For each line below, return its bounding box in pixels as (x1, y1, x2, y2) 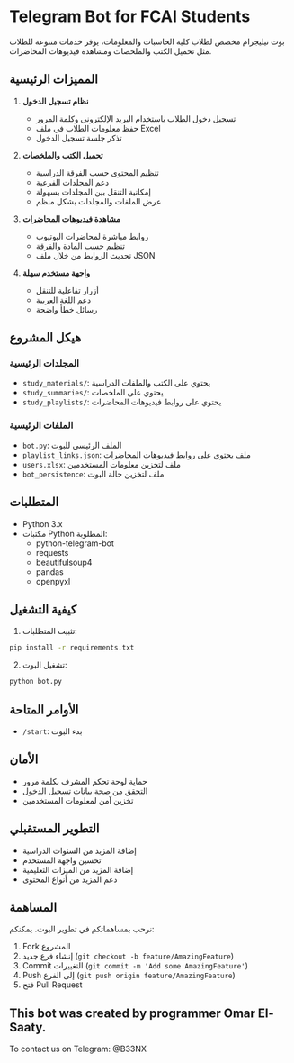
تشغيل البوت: (22, 659, 67, 670)
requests (35, 547, 69, 558)
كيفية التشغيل (9, 602, 77, 617)
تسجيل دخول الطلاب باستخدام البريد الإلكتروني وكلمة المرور (35, 113, 236, 123)
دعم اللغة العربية (35, 295, 92, 305)
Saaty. (9, 1020, 47, 1035)
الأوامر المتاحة (9, 702, 79, 717)
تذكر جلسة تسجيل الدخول (35, 132, 123, 143)
